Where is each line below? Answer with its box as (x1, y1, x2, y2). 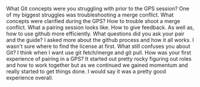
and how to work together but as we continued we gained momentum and (6, 62, 188, 69)
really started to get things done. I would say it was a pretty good (6, 68, 166, 75)
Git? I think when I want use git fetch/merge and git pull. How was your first (6, 49, 191, 56)
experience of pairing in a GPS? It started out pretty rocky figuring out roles (6, 56, 192, 62)
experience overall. (6, 74, 54, 81)
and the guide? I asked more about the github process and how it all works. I (6, 37, 194, 43)
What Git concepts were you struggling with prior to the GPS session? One (6, 5, 190, 12)
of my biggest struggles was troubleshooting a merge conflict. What (6, 11, 174, 18)
